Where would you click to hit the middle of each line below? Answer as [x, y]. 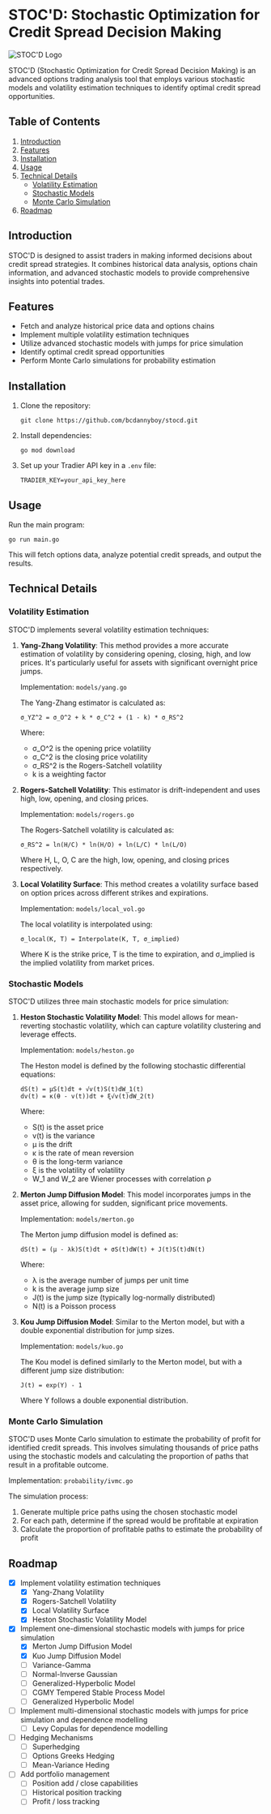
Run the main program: [47, 524]
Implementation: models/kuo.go [72, 1346]
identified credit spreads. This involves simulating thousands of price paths [133, 1448]
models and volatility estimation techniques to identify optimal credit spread [135, 88]
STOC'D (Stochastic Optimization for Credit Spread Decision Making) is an [132, 70]
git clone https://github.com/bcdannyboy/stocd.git [109, 421]
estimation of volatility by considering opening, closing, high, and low [135, 654]
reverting [35, 1025]
